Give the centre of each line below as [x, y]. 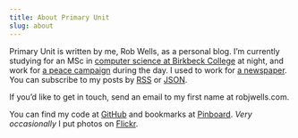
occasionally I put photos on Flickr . [74, 123]
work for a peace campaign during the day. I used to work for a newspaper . [149, 70]
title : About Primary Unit [60, 17]
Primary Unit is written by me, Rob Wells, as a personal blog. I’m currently [145, 51]
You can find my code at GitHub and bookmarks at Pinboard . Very [131, 114]
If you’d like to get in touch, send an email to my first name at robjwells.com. [149, 97]
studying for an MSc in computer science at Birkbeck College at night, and [147, 61]
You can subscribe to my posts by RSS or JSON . [98, 79]
